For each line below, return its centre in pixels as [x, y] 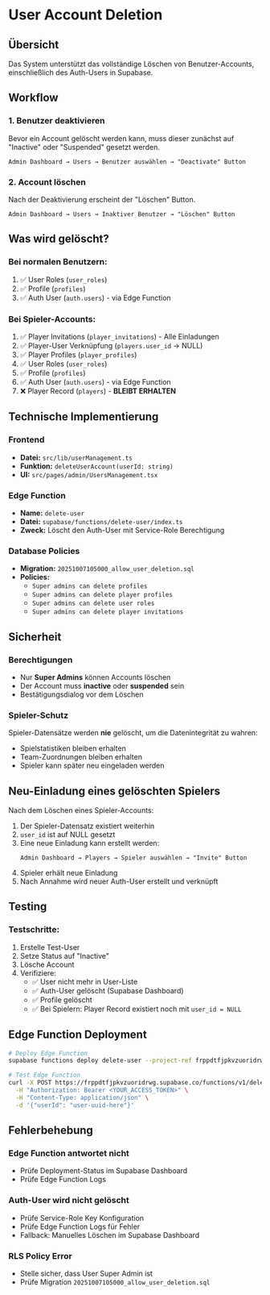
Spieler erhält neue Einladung [69, 873]
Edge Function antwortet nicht [69, 1153]
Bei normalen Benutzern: [58, 262]
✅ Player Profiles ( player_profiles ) [78, 354]
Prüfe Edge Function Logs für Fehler [80, 1226]
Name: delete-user [52, 513]
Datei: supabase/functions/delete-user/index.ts [101, 521]
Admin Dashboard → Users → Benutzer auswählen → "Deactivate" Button [127, 162]
